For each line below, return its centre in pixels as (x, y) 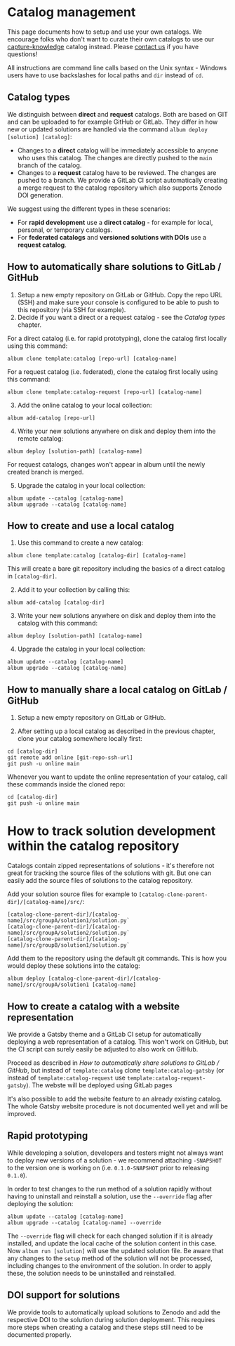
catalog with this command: (58, 623)
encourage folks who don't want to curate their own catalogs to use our (111, 39)
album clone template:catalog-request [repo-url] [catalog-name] (105, 392)
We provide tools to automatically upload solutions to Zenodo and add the (114, 1312)
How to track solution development (112, 831)
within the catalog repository (93, 846)
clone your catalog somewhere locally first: (80, 739)
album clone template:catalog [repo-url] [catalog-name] (92, 358)
